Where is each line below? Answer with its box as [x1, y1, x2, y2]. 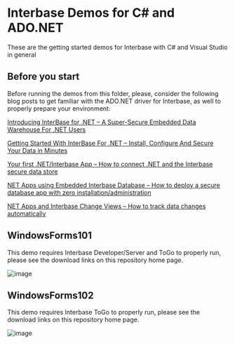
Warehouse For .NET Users [7, 125, 86, 134]
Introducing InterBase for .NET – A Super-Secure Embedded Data [7, 118, 196, 126]
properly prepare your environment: [7, 104, 111, 113]
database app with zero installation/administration [7, 188, 152, 197]
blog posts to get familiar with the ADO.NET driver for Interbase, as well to [7, 97, 221, 105]
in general [7, 50, 36, 59]
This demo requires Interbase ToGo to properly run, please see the [7, 308, 200, 317]
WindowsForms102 [7, 289, 94, 301]
